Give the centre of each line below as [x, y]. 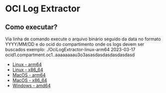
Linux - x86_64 [28, 70]
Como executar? [31, 27]
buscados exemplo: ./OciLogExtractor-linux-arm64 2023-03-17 [70, 49]
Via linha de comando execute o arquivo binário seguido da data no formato [83, 39]
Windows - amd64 [31, 86]
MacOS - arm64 [29, 75]
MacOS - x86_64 [30, 80]
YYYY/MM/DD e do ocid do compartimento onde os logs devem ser [75, 44]
